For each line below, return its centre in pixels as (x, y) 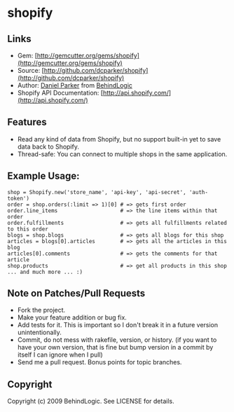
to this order (28, 229)
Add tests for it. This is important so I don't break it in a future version (118, 325)
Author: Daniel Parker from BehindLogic (75, 85)
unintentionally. (39, 332)
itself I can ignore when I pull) (60, 355)
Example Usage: (43, 176)
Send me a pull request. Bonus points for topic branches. (99, 362)
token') (19, 198)
